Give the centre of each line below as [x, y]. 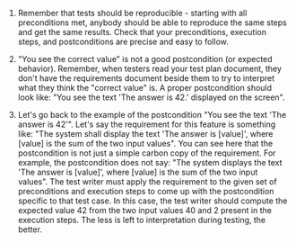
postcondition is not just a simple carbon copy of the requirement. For [147, 153]
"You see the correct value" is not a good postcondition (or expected [145, 59]
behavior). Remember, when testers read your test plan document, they [150, 68]
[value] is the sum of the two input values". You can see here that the [145, 143]
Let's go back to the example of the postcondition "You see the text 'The [152, 115]
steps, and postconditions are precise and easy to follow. [123, 41]
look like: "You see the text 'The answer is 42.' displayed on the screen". [151, 97]
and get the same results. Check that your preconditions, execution [142, 32]
